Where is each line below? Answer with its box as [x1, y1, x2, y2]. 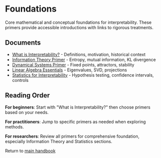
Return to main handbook [5, 148, 56, 154]
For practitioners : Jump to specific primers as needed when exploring [5, 119, 146, 125]
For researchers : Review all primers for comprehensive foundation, [5, 133, 140, 139]
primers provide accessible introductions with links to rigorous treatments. [5, 24, 154, 30]
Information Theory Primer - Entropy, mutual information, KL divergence [12, 57, 156, 63]
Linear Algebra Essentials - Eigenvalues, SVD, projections [12, 67, 127, 73]
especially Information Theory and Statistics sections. [5, 138, 113, 144]
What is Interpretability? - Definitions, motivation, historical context [12, 51, 146, 57]
